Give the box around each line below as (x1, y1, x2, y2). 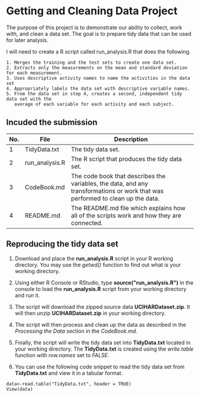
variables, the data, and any (71, 179, 148, 187)
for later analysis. (6, 36, 49, 43)
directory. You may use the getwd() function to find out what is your (14, 261, 182, 268)
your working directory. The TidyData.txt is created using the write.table (14, 345, 194, 352)
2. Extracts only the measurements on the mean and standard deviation (6, 64, 187, 71)
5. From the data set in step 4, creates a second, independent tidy (6, 90, 183, 96)
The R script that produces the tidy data (71, 155, 182, 163)
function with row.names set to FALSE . (14, 351, 110, 358)
